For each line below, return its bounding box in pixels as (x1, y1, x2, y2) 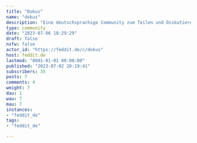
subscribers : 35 (6, 69, 46, 74)
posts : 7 (6, 74, 28, 80)
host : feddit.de (6, 52, 46, 58)
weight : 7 (6, 85, 30, 91)
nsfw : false (6, 42, 35, 47)
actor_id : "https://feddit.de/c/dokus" (6, 47, 104, 53)
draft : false (6, 36, 38, 42)
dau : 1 (6, 90, 22, 96)
